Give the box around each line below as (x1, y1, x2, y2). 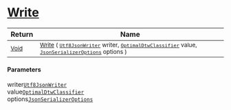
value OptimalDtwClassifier (7, 87, 85, 96)
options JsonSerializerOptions (7, 95, 93, 103)
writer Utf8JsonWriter (7, 81, 67, 89)
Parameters (7, 65, 41, 73)
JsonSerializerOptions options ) (40, 48, 127, 55)
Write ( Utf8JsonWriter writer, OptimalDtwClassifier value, (40, 41, 197, 49)
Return (10, 29, 34, 39)
